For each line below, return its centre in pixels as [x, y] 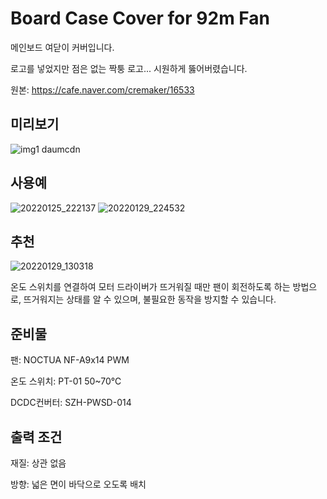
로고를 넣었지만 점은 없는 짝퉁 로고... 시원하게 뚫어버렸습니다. [129, 68]
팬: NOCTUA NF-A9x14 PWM [70, 360]
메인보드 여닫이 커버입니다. [62, 47]
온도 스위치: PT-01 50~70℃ [66, 381]
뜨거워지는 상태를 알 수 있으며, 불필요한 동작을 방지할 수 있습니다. [150, 299]
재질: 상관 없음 [38, 463]
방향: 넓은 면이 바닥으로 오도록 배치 [78, 484]
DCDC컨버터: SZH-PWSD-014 [71, 403]
